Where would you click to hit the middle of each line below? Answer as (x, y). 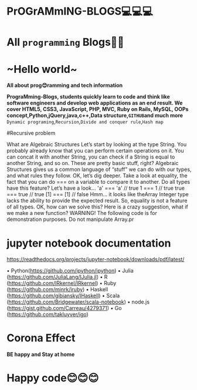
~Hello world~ (42, 69)
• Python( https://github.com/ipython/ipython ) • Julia (70, 271)
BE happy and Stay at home (41, 354)
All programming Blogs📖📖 (66, 42)
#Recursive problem (31, 133)
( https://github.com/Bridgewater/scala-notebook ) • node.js (78, 302)
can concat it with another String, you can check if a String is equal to (91, 157)
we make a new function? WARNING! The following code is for (82, 213)
